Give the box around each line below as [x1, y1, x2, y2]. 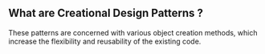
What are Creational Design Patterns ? [8, 6, 203, 20]
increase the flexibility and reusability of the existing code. [8, 36, 202, 46]
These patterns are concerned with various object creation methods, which [8, 27, 258, 37]
